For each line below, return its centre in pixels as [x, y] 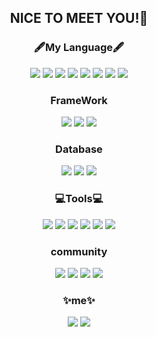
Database [79, 149]
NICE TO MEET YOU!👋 [79, 18]
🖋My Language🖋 [79, 48]
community [79, 251]
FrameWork [79, 100]
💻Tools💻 [79, 199]
